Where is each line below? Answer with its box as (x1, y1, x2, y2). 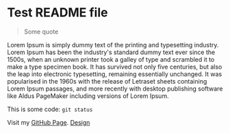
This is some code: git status (7, 105, 93, 113)
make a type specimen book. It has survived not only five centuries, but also (7, 62, 222, 71)
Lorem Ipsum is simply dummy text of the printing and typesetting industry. (7, 40, 219, 49)
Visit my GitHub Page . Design (7, 118, 90, 126)
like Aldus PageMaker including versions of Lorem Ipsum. (7, 91, 169, 100)
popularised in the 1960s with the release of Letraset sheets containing (7, 77, 207, 85)
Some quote (23, 27, 59, 36)
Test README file (7, 5, 108, 21)
